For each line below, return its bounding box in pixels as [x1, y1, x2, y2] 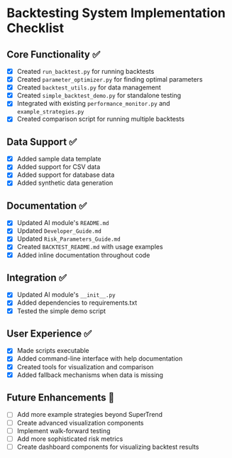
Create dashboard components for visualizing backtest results [16, 442, 199, 451]
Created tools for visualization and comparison [16, 362, 154, 371]
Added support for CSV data [16, 163, 101, 171]
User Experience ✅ [6, 327, 92, 339]
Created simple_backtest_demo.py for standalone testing [16, 91, 182, 100]
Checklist [6, 20, 65, 36]
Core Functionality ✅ [6, 48, 101, 60]
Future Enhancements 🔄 [6, 392, 115, 404]
